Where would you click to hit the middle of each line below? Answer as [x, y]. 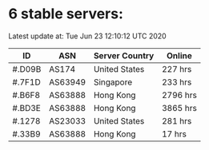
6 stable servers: [66, 14]
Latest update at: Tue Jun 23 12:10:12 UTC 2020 [87, 36]
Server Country [124, 55]
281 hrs [177, 120]
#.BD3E [27, 108]
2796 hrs [179, 95]
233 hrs [177, 82]
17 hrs [174, 134]
